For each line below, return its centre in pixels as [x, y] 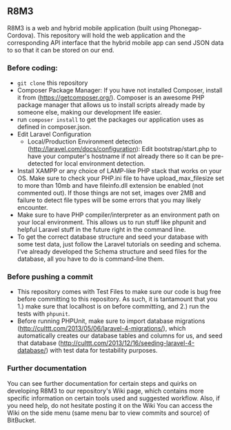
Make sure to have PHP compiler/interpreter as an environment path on [118, 215]
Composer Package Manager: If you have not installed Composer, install [120, 90]
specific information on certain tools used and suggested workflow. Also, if [114, 398]
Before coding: [33, 68]
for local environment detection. [100, 164]
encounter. [32, 208]
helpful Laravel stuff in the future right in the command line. [101, 230]
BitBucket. [22, 420]
